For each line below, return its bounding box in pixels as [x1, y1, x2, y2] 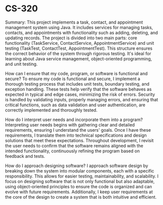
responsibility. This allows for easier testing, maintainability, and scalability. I [5, 173, 159, 179]
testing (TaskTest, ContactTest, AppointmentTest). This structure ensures [5, 45, 153, 51]
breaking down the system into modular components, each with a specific [5, 168, 154, 174]
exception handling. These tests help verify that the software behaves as [5, 86, 152, 92]
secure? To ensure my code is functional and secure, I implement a [5, 76, 140, 82]
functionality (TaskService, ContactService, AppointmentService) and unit [5, 40, 154, 46]
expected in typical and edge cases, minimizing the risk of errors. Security [5, 91, 155, 97]
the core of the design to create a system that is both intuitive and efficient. [5, 194, 157, 200]
